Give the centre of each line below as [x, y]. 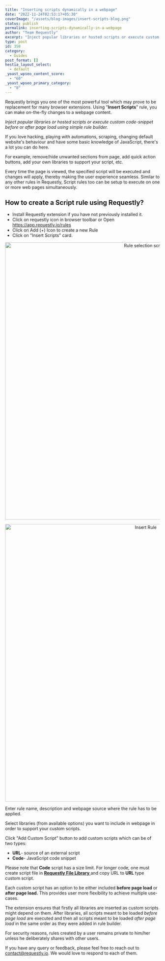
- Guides [18, 55]
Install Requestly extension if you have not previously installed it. [78, 215]
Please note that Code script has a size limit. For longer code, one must [77, 868]
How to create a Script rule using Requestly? [74, 203]
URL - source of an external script [46, 853]
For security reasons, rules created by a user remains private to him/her [78, 933]
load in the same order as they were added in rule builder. [63, 924]
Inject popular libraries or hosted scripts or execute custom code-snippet [79, 122]
